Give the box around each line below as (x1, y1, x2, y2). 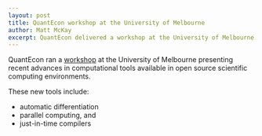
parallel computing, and (19, 111, 96, 120)
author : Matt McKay (8, 26, 72, 34)
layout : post (8, 11, 51, 20)
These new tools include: (8, 87, 89, 97)
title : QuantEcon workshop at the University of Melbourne (8, 19, 206, 27)
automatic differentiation (19, 102, 100, 112)
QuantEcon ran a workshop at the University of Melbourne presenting (8, 55, 234, 64)
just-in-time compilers (19, 119, 92, 128)
